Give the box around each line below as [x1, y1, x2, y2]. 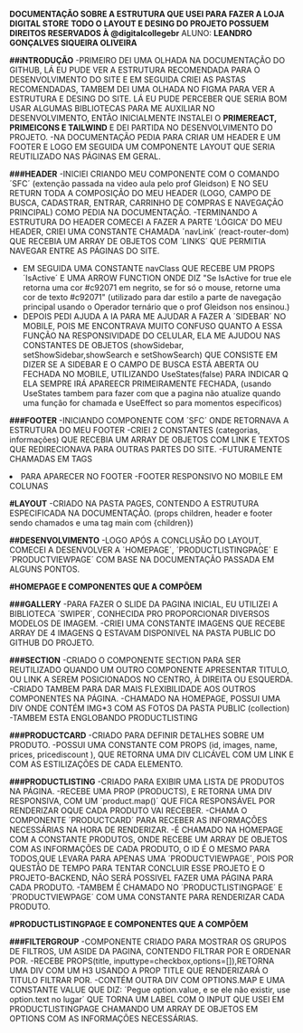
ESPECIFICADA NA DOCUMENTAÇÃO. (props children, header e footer [9, 507, 273, 518]
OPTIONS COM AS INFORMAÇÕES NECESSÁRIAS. [9, 1013, 199, 1024]
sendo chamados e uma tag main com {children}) [9, 517, 194, 528]
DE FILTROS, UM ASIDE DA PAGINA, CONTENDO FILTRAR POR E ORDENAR [9, 946, 291, 956]
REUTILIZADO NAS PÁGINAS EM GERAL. [9, 151, 161, 162]
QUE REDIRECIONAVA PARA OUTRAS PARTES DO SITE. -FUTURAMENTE [9, 444, 283, 454]
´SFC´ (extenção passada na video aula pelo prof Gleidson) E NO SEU [9, 178, 269, 189]
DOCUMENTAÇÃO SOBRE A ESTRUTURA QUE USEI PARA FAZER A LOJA [9, 9, 285, 19]
